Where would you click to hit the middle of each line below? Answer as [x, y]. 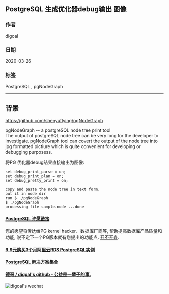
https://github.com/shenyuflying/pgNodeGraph [54, 121]
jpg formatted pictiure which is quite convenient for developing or [73, 146]
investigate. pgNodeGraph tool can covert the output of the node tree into [82, 141]
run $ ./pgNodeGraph [27, 198]
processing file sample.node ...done [45, 207]
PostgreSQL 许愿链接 [27, 218]
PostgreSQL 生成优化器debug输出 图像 [66, 9]
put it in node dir [26, 194]
